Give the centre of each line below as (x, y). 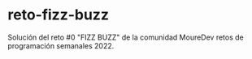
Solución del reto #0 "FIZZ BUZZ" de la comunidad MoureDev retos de (126, 37)
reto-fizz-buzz (58, 15)
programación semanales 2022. (61, 45)
